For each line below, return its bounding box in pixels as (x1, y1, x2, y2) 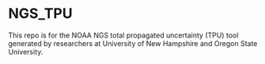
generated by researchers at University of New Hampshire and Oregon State (8, 38, 258, 48)
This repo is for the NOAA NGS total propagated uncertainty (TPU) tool (8, 30, 239, 40)
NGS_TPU (8, 5, 73, 23)
